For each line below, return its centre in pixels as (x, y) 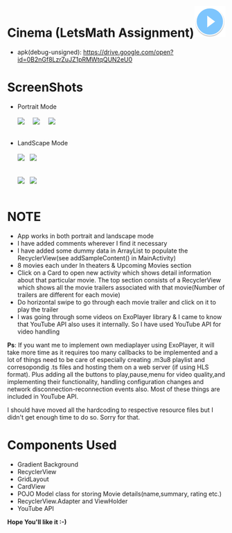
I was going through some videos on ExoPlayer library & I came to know (119, 316)
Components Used (62, 445)
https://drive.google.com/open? (128, 52)
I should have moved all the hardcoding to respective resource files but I (110, 410)
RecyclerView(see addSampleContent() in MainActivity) (97, 258)
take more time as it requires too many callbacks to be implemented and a (113, 352)
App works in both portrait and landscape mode (86, 236)
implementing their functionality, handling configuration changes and (106, 381)
